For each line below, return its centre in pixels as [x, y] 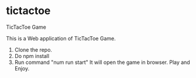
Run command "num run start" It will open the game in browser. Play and [102, 62]
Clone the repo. [33, 50]
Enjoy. [22, 68]
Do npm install [32, 56]
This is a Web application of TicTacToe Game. [61, 38]
